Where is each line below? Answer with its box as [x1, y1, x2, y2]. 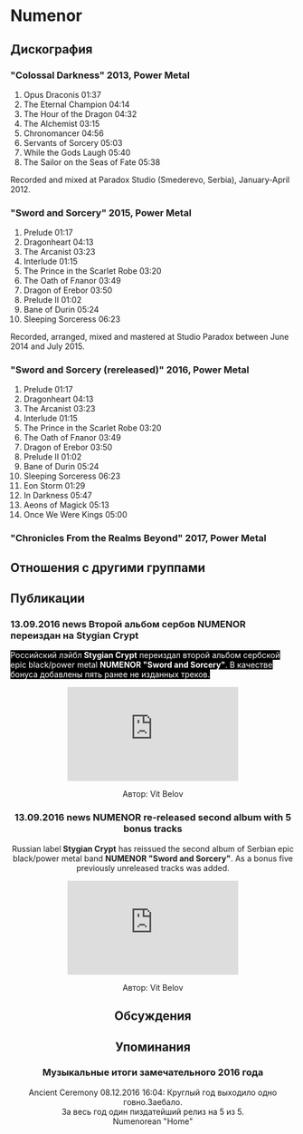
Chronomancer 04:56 [23, 128, 105, 139]
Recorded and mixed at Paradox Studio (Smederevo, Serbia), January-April [10, 174, 290, 185]
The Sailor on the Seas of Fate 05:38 [23, 156, 161, 168]
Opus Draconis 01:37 [23, 89, 102, 100]
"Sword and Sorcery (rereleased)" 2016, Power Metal [10, 363, 250, 376]
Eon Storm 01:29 [23, 480, 86, 491]
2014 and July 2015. [10, 341, 85, 352]
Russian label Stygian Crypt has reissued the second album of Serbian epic [11, 843, 295, 854]
